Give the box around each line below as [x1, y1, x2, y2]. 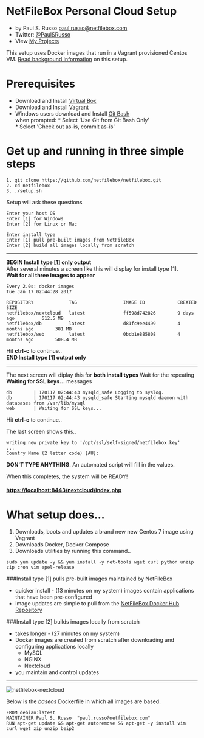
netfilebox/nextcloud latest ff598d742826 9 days [6, 310, 194, 316]
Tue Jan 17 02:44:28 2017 [6, 288, 72, 294]
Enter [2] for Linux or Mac [6, 221, 78, 227]
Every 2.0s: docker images [6, 283, 75, 290]
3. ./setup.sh [6, 187, 42, 194]
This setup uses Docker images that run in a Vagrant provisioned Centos [6, 49, 188, 56]
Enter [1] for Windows [6, 215, 64, 221]
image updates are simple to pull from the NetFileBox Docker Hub [15, 600, 180, 607]
